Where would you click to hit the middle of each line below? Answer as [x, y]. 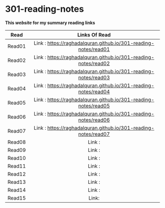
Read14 [17, 190]
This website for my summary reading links [50, 23]
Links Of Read [94, 34]
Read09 [17, 150]
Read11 [17, 166]
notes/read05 [94, 106]
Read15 [17, 198]
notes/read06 [94, 120]
